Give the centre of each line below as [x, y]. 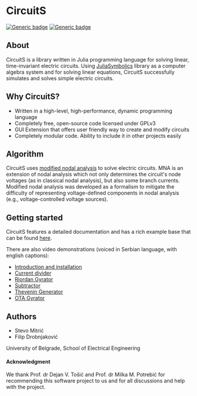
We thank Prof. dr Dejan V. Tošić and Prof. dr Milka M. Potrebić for [86, 375]
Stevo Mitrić [29, 330]
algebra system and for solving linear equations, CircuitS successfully [90, 72]
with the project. [26, 387]
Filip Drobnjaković [36, 337]
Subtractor [28, 286]
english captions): [28, 255]
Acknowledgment [28, 361]
